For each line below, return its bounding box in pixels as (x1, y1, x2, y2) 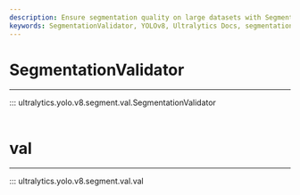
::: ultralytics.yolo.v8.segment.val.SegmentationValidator (9, 97, 217, 108)
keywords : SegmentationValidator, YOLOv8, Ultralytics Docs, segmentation (9, 21, 294, 30)
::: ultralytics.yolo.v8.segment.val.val (9, 175, 145, 187)
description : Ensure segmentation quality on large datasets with (9, 12, 262, 22)
